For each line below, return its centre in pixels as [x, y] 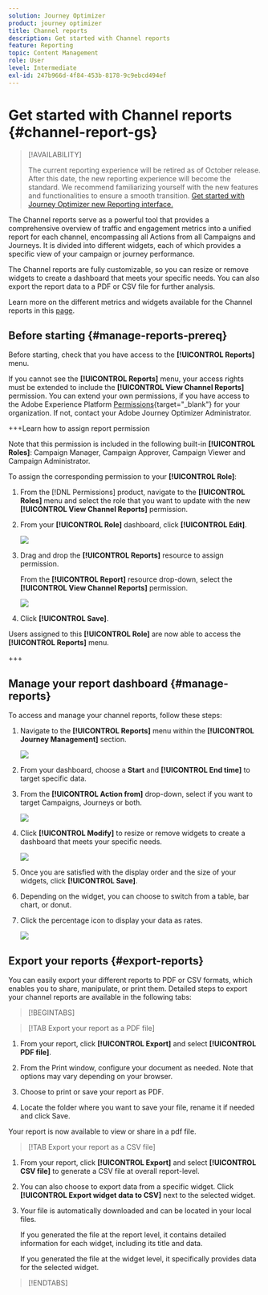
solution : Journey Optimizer [57, 16]
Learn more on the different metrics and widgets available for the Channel [130, 302]
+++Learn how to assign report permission [79, 428]
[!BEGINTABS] [51, 1013]
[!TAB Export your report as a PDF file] [91, 1028]
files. [28, 1219]
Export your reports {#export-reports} [106, 961]
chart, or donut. [46, 905]
